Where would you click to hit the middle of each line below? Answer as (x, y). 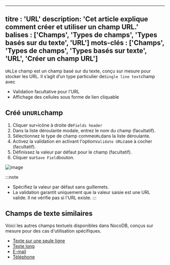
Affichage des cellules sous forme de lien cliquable (66, 97)
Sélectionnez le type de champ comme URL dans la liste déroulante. (81, 136)
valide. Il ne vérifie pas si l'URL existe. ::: (55, 198)
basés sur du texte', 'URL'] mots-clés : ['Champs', (85, 43)
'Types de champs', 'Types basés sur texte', (76, 51)
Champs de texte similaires (49, 214)
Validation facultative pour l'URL (46, 91)
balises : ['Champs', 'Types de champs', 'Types (81, 35)
